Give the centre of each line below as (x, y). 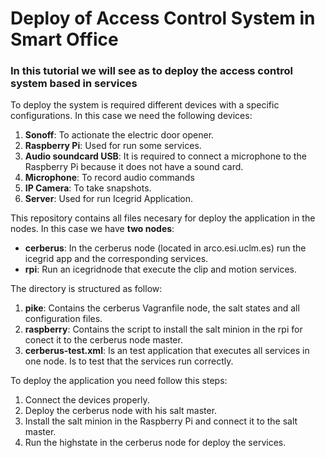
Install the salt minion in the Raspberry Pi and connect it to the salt (161, 421)
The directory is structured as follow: (86, 289)
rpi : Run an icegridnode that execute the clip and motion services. (161, 269)
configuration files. (63, 319)
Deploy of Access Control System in (163, 18)
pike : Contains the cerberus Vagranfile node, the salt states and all (162, 308)
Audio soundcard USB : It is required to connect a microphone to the (165, 156)
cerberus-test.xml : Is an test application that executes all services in (167, 351)
